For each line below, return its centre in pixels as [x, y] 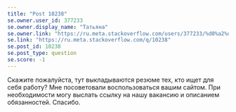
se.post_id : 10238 [34, 46]
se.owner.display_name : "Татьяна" [58, 27]
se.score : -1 [26, 60]
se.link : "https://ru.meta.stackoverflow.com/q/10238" [89, 40]
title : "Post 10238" [38, 14]
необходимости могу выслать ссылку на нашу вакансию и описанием [113, 94]
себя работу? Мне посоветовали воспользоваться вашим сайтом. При [114, 87]
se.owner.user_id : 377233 [45, 20]
